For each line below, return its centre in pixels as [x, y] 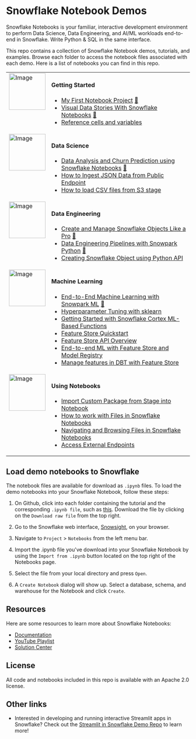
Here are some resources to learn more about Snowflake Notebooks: [89, 623]
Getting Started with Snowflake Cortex [113, 318]
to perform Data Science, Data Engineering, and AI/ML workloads [85, 33]
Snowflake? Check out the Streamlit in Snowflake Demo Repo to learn [98, 724]
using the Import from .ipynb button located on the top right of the [95, 556]
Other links [27, 704]
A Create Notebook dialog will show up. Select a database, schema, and [100, 585]
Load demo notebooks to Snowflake [73, 471]
